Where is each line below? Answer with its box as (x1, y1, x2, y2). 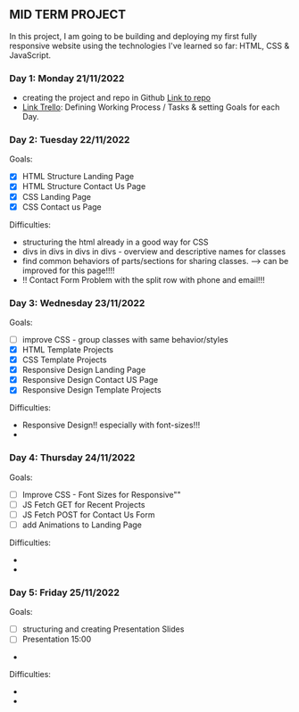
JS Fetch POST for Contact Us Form (21, 509, 155, 520)
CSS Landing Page (21, 191, 92, 202)
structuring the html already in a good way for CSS (21, 236, 209, 247)
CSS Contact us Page (21, 201, 102, 212)
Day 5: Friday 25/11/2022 (9, 586, 120, 599)
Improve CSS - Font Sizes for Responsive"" (21, 489, 181, 500)
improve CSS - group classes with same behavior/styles (21, 334, 229, 344)
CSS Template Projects (21, 354, 107, 365)
